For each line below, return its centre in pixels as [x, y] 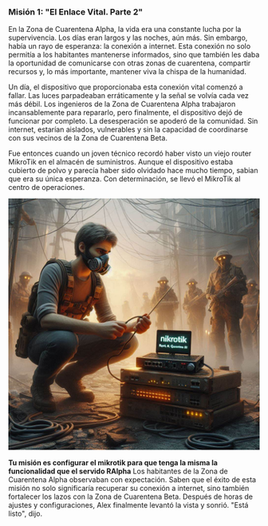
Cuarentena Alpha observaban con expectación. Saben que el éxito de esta [132, 480]
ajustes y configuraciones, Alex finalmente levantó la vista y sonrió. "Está [128, 505]
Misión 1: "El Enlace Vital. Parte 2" [76, 12]
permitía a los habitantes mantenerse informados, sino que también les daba [134, 55]
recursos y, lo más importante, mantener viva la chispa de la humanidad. [128, 72]
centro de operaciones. [47, 188]
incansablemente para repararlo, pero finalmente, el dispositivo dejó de [126, 113]
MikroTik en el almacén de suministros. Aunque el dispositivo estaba [121, 162]
